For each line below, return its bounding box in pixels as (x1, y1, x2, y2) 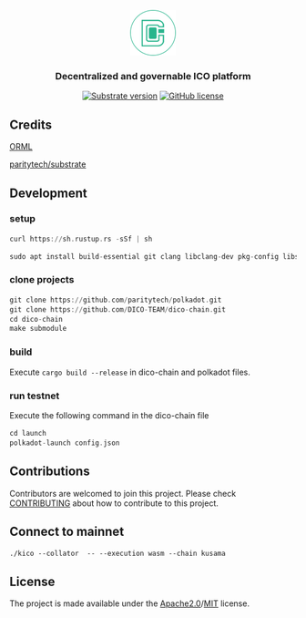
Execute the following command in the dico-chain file (9, 409, 209, 420)
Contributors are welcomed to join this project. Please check (9, 488, 237, 499)
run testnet (9, 389, 60, 402)
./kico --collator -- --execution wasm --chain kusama (9, 549, 226, 559)
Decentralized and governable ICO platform (55, 69, 251, 82)
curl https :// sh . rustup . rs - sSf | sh (9, 234, 153, 243)
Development (9, 185, 88, 201)
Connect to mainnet (9, 523, 125, 539)
